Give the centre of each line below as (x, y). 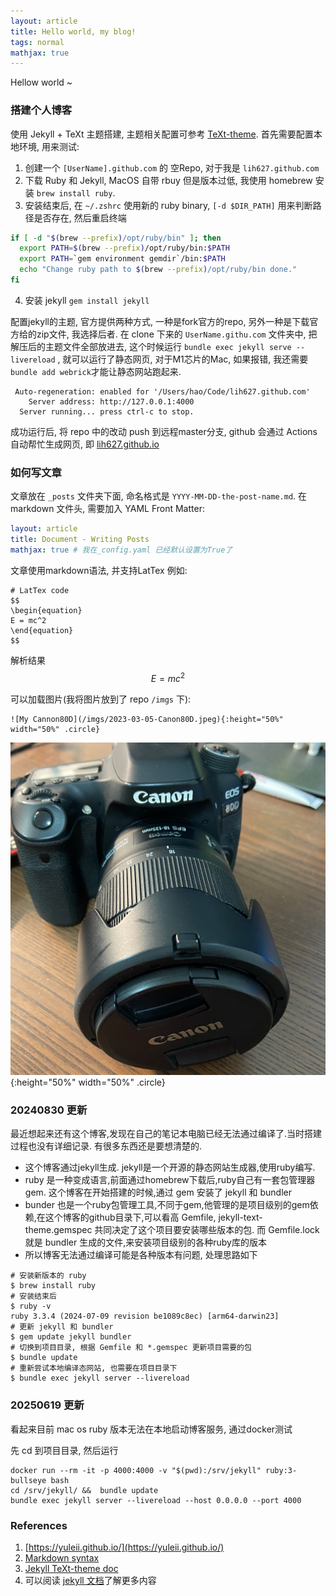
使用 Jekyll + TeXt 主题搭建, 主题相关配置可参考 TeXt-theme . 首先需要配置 (162, 134)
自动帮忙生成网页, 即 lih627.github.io (85, 444)
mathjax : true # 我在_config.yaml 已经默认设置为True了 (121, 550)
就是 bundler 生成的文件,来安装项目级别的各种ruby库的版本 (145, 1242)
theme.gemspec (58, 1230)
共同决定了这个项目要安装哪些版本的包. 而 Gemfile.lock (207, 1230)
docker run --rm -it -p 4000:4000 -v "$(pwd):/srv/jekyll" (136, 1470)
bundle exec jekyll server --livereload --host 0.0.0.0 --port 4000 (156, 1500)
